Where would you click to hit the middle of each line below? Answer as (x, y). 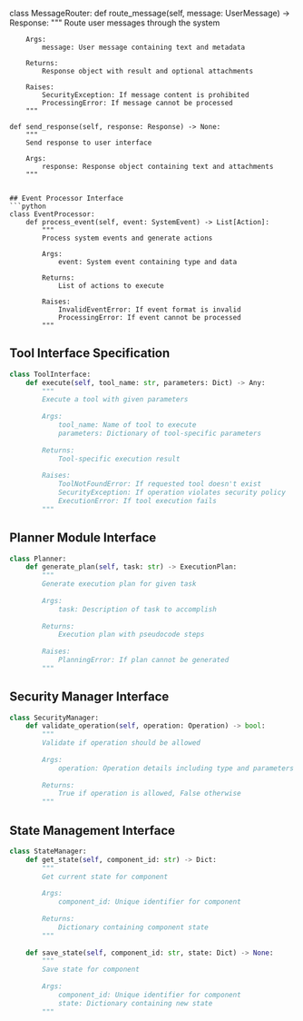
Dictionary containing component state (133, 927)
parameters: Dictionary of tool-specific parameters (159, 433)
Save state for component (91, 970)
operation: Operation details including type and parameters (176, 768)
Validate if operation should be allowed (122, 743)
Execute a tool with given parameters (115, 400)
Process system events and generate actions (127, 238)
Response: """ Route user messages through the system (115, 23)
